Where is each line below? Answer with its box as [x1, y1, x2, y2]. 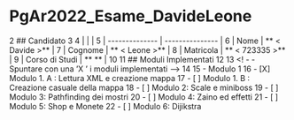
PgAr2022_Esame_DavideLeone [9, 6, 252, 26]
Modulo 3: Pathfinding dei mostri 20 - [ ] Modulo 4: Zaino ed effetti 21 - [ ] [9, 91, 279, 102]
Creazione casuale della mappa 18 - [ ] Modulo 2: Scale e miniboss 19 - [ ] [9, 82, 279, 93]
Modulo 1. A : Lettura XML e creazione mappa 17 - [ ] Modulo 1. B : [9, 72, 251, 83]
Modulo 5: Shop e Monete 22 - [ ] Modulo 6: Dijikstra [9, 101, 202, 111]
